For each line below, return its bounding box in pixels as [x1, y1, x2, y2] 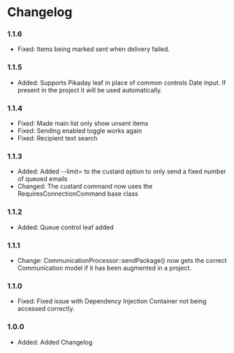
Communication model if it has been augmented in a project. [17, 264, 192, 272]
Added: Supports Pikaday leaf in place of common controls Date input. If [17, 78, 226, 87]
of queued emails [17, 175, 68, 183]
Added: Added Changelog [17, 338, 93, 346]
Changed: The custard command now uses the [17, 182, 153, 191]
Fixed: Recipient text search [17, 134, 98, 143]
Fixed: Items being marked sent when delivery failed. [17, 45, 170, 53]
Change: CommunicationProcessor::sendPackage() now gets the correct [17, 256, 227, 264]
